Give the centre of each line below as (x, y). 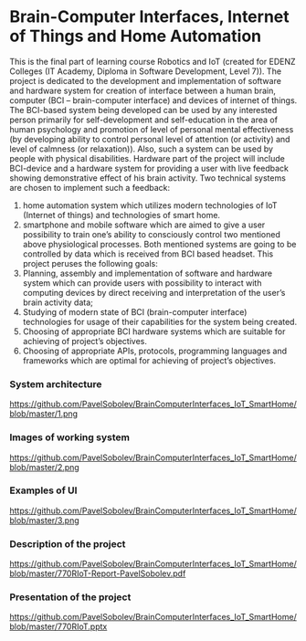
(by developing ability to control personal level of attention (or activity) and (150, 139)
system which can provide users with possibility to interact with (142, 283)
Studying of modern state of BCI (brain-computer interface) (135, 311)
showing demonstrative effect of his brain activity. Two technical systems (148, 178)
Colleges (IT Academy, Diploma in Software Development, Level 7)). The (145, 71)
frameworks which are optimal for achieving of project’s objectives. (149, 360)
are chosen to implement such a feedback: (90, 187)
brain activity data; (58, 302)
